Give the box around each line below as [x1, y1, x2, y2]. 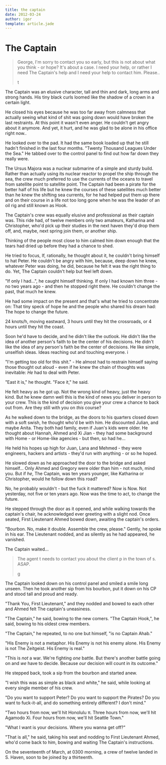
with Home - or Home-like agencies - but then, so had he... [5, 436, 126, 441]
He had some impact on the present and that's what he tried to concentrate [5, 298, 159, 304]
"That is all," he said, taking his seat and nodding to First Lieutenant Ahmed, [5, 734, 160, 740]
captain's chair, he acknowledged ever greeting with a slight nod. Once [5, 511, 151, 517]
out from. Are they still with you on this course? [5, 405, 102, 411]
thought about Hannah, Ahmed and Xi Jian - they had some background [5, 430, 153, 436]
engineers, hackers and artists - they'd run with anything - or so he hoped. [5, 450, 158, 456]
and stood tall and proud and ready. [5, 591, 78, 597]
